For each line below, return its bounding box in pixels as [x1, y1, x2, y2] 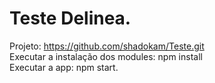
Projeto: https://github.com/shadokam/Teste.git [9, 40, 205, 52]
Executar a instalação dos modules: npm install [9, 50, 203, 62]
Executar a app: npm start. [9, 61, 119, 73]
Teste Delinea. [9, 7, 132, 30]
